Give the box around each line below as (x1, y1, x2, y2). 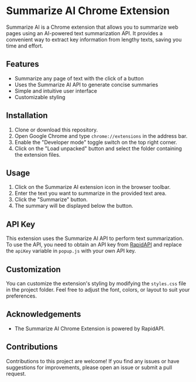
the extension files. (14, 151, 61, 158)
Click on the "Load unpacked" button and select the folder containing (14, 145, 183, 152)
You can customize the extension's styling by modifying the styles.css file (6, 280, 186, 287)
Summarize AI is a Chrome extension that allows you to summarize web (6, 23, 178, 31)
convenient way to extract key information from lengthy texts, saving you (6, 36, 182, 43)
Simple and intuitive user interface (14, 87, 98, 94)
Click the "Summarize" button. (14, 196, 88, 203)
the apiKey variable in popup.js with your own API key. (6, 248, 136, 255)
